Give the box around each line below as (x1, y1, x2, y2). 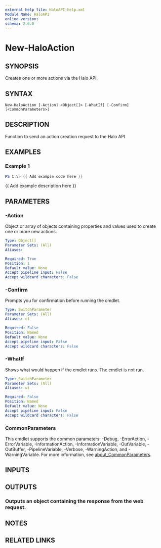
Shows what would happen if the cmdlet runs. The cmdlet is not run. (5, 367, 144, 373)
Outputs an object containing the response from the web (5, 498, 144, 504)
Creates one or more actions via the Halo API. (5, 75, 98, 81)
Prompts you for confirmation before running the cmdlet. (5, 298, 121, 303)
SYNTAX (5, 90, 33, 98)
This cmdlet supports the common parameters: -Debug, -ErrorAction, (5, 436, 147, 442)
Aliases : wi (5, 386, 30, 391)
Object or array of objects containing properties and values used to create (5, 223, 156, 229)
